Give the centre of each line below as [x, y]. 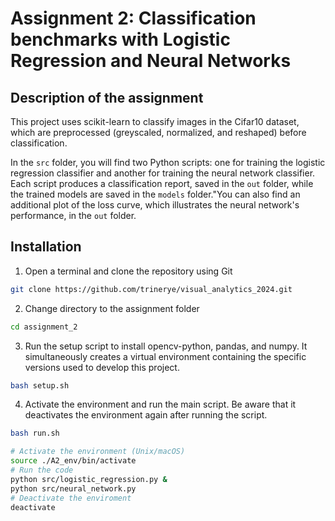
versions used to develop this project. [102, 367]
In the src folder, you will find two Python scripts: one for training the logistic [168, 162]
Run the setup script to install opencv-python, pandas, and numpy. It [166, 346]
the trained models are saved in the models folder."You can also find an [155, 194]
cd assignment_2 [44, 327]
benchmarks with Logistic [120, 39]
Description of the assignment [107, 97]
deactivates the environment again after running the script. [146, 415]
